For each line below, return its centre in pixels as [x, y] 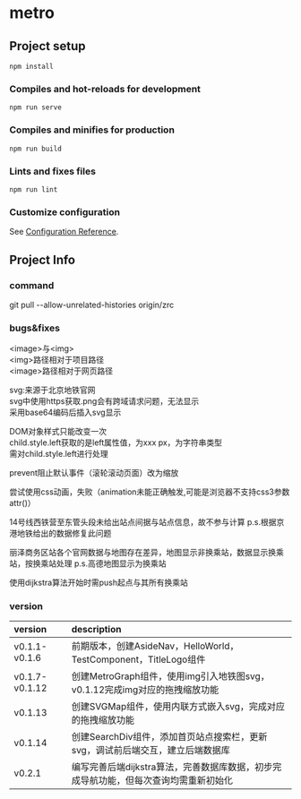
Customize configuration [65, 211]
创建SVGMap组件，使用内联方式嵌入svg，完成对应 [178, 707]
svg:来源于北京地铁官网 [52, 390]
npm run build [36, 149]
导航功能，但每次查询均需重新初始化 [156, 780]
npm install [31, 66]
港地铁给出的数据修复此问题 [60, 533]
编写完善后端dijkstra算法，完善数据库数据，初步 [172, 767]
